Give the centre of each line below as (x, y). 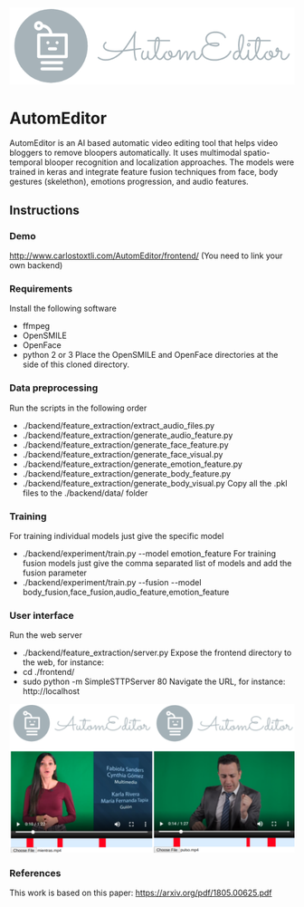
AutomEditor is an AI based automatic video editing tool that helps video (144, 143)
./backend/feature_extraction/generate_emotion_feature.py (132, 464)
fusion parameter (55, 573)
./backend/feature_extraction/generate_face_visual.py (123, 454)
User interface (42, 615)
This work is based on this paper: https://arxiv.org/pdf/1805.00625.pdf (141, 893)
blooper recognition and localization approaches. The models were (170, 162)
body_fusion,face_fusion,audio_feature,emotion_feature (126, 593)
